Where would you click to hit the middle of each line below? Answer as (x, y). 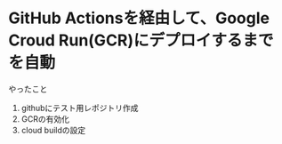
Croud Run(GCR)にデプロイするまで (141, 40)
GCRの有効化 (45, 119)
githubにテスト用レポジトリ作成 (80, 108)
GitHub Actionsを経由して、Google (139, 18)
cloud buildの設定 (53, 130)
